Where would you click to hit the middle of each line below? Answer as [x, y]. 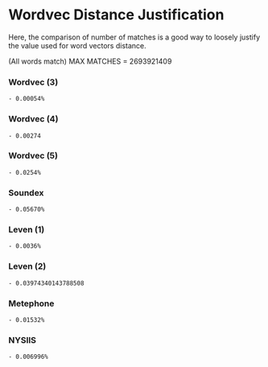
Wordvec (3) [33, 82]
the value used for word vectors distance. [77, 45]
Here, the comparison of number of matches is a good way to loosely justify [134, 37]
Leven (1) [27, 229]
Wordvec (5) [33, 156]
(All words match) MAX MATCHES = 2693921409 [90, 61]
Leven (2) [27, 266]
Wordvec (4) [33, 119]
